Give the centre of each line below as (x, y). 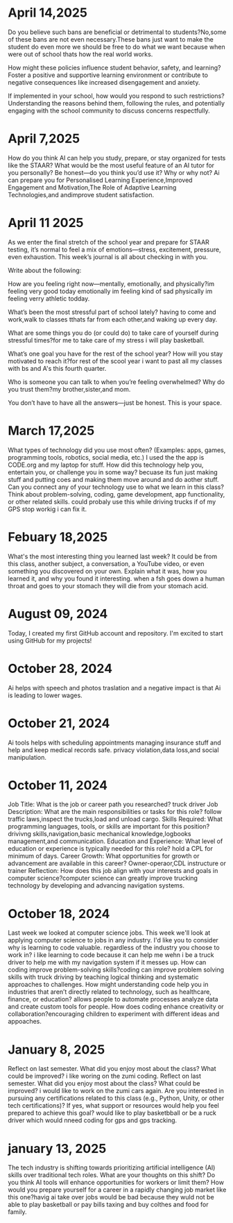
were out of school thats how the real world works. (80, 54)
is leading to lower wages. (45, 695)
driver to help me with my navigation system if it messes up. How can (107, 963)
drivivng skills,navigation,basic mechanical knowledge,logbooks (100, 834)
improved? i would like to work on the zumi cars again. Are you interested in (116, 1091)
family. (17, 1212)
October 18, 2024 (59, 914)
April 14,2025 (48, 13)
